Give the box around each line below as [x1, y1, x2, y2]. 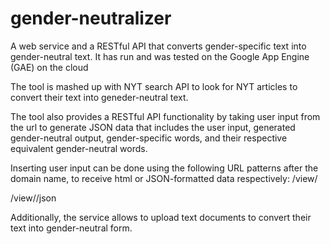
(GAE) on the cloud [10, 61, 89, 73]
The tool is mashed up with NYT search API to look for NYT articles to [10, 80, 298, 92]
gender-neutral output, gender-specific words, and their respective [10, 132, 288, 144]
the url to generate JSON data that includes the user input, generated [10, 121, 296, 133]
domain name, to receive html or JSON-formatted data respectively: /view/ [10, 172, 318, 184]
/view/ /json [10, 192, 57, 204]
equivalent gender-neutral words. [10, 142, 148, 154]
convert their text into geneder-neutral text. [10, 91, 189, 103]
